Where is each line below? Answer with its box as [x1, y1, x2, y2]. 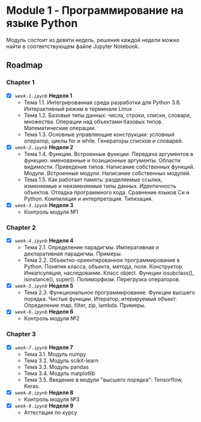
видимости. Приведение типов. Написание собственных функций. [23, 163, 195, 170]
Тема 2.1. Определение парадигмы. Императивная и [23, 244, 159, 251]
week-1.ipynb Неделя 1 [14, 92, 73, 99]
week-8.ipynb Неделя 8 [14, 389, 74, 396]
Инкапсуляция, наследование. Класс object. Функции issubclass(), [23, 269, 194, 277]
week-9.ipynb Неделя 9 [14, 402, 74, 409]
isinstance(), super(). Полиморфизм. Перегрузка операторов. [23, 276, 181, 283]
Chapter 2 [6, 223, 36, 232]
